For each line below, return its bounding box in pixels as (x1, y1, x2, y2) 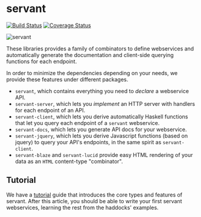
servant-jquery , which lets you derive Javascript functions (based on (14, 132, 188, 139)
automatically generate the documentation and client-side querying (6, 51, 174, 58)
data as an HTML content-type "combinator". (14, 157, 123, 165)
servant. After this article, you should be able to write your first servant (6, 197, 182, 204)
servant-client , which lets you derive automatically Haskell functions (14, 113, 188, 120)
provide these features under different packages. (6, 76, 129, 83)
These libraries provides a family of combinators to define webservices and (6, 44, 194, 52)
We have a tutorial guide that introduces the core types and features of (6, 191, 183, 198)
